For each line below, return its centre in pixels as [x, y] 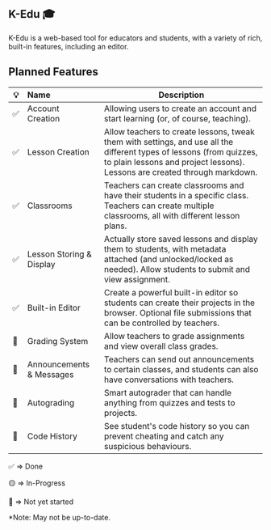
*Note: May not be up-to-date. [60, 517]
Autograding [51, 402]
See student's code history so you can [177, 426]
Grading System [58, 341]
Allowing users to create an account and [180, 108]
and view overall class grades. [161, 346]
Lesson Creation [58, 151]
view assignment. [137, 279]
